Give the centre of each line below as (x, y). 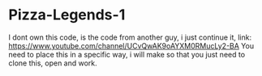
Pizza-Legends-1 (67, 15)
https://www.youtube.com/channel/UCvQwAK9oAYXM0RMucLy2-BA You (131, 45)
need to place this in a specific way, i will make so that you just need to (127, 54)
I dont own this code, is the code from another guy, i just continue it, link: (130, 37)
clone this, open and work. (53, 63)
